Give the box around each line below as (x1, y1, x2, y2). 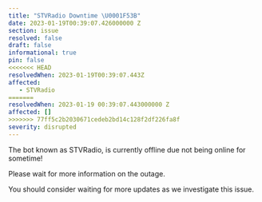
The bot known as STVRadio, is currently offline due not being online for (8, 145, 246, 154)
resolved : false (8, 34, 62, 42)
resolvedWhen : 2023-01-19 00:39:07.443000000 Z (8, 101, 170, 109)
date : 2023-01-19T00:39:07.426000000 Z (8, 19, 141, 27)
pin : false (8, 57, 45, 65)
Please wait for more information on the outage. (8, 168, 165, 178)
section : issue (8, 26, 59, 34)
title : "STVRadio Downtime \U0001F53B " (8, 11, 141, 20)
